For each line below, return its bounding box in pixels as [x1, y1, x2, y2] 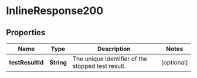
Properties [6, 28, 46, 38]
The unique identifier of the [72, 55, 148, 63]
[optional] [161, 59, 188, 66]
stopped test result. [72, 62, 126, 70]
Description [97, 45, 131, 53]
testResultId [9, 59, 44, 66]
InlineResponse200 [6, 4, 104, 18]
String [49, 59, 67, 66]
